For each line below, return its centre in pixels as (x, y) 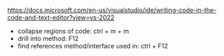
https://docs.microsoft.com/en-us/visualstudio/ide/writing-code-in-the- (112, 10)
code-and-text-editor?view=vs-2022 (61, 17)
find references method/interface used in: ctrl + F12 (93, 46)
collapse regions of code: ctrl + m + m (73, 31)
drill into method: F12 (48, 38)
